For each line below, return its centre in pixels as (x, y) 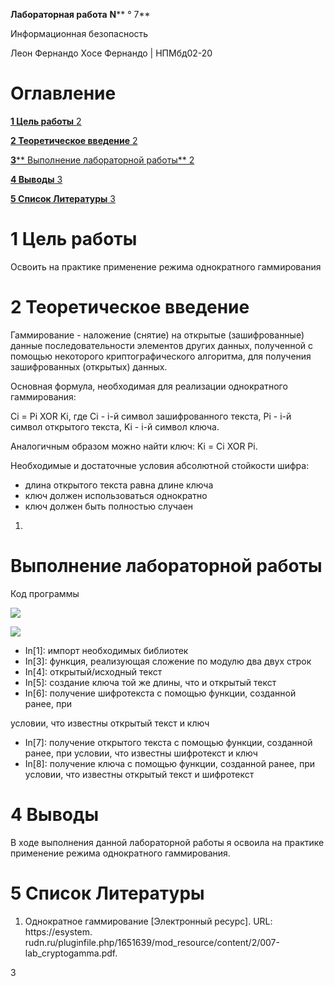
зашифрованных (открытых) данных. (89, 366)
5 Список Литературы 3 (63, 198)
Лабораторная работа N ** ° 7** (80, 14)
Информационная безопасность (79, 33)
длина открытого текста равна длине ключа (119, 485)
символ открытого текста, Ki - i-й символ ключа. (115, 426)
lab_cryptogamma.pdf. (71, 953)
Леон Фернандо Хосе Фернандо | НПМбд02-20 (111, 53)
